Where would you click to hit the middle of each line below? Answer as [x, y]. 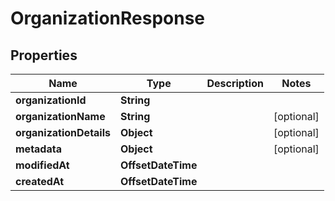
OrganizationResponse [108, 18]
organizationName [60, 116]
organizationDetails [63, 132]
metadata [38, 149]
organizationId [51, 100]
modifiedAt [42, 165]
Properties [44, 55]
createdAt [40, 181]
